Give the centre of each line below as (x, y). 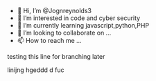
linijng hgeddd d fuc (36, 70)
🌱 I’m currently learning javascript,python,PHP (83, 25)
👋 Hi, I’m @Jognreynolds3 (54, 11)
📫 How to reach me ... (49, 40)
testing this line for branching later (56, 56)
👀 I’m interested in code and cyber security (79, 18)
